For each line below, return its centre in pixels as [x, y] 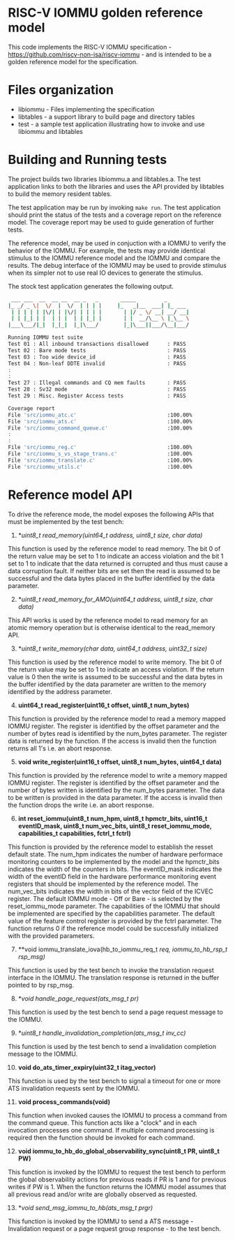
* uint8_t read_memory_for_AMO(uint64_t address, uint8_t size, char [115, 599]
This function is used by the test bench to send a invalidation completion [112, 1046]
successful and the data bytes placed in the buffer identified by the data [112, 578]
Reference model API [70, 495]
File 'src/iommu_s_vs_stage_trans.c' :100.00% [100, 454]
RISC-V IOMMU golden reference [105, 13]
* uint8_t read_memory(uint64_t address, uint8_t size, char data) [110, 535]
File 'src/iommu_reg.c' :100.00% [100, 448]
